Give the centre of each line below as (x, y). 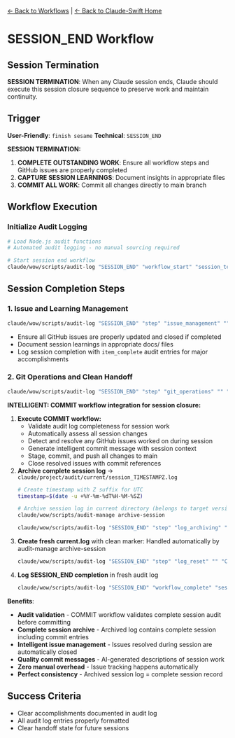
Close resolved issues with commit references (94, 463)
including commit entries (53, 636)
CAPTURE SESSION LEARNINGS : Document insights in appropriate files (121, 177)
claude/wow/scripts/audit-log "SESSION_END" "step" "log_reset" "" (118, 562)
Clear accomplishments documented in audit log (87, 713)
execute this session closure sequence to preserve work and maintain (108, 89)
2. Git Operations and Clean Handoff (70, 377)
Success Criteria (44, 696)
